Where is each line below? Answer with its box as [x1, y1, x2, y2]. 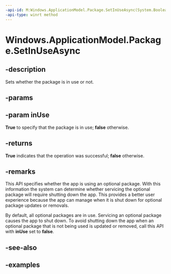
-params [5, 93, 33, 102]
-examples [5, 261, 40, 269]
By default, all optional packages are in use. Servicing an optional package [5, 212, 162, 218]
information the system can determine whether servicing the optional [5, 186, 150, 193]
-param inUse [5, 111, 50, 120]
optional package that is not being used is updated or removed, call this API [5, 223, 164, 229]
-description [5, 65, 46, 74]
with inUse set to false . [5, 229, 54, 235]
